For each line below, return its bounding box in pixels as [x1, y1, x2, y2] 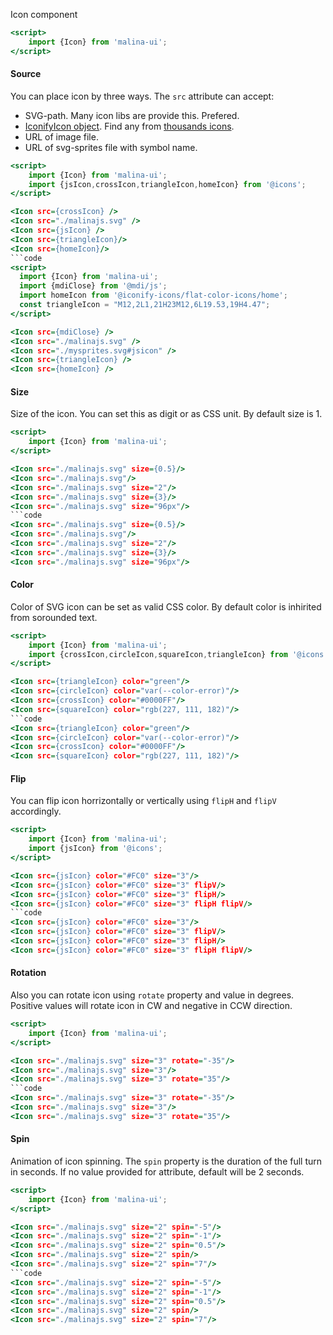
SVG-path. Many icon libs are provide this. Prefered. [24, 109, 240, 121]
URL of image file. [24, 130, 99, 143]
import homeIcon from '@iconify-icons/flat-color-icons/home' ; [19, 290, 288, 301]
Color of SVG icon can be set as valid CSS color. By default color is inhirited [10, 600, 322, 613]
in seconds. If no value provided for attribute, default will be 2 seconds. [10, 1165, 305, 1178]
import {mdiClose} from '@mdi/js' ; [19, 281, 168, 291]
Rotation [10, 967, 47, 979]
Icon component [10, 9, 78, 20]
